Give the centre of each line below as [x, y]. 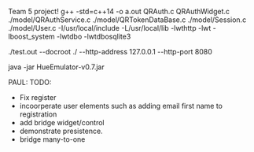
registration [38, 114]
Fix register [38, 97]
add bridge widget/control [62, 122]
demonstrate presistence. [61, 131]
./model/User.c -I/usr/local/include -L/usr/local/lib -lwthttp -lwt [110, 28]
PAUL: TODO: [30, 82]
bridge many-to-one [52, 139]
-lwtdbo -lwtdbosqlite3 [94, 36]
